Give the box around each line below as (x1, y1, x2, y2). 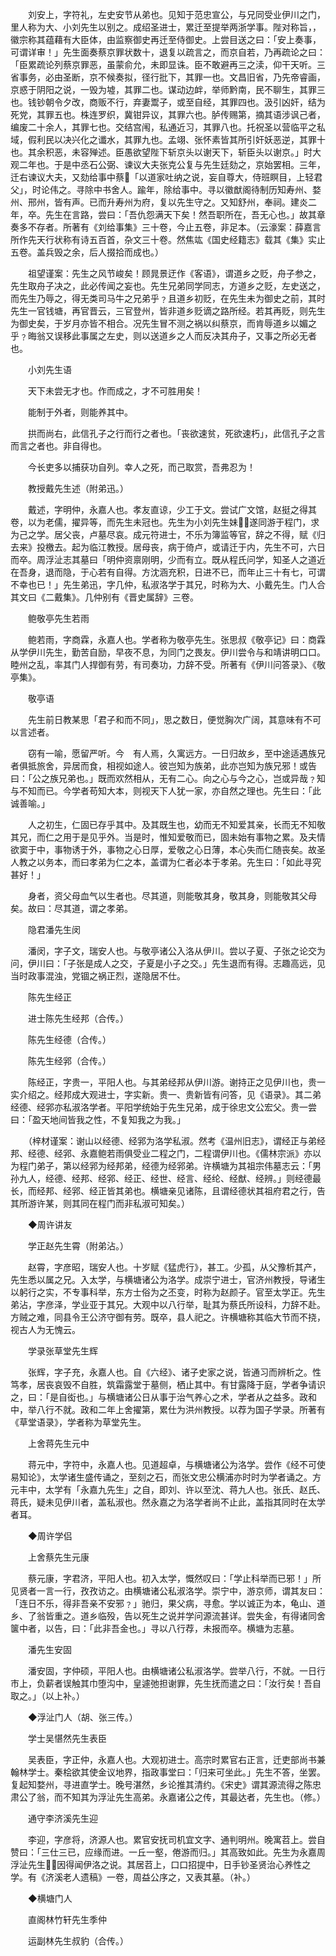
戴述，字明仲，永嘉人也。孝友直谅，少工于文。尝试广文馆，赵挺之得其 (27, 504, 317, 515)
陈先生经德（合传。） (27, 1034, 112, 1045)
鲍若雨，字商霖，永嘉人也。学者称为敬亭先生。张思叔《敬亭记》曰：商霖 (27, 634, 326, 645)
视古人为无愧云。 (10, 1324, 81, 1335)
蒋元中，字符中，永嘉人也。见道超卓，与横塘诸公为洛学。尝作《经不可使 (27, 1459, 326, 1470)
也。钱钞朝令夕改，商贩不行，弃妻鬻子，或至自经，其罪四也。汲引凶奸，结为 (10, 96, 326, 108)
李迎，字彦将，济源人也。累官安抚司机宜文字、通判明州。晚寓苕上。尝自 (27, 1834, 326, 1845)
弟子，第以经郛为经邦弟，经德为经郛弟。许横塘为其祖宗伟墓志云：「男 (36, 1160, 322, 1172)
